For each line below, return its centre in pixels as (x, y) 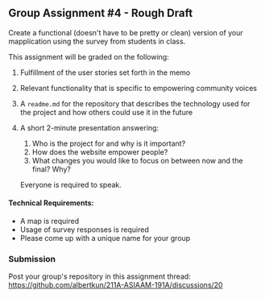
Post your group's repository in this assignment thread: (99, 276)
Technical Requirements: (51, 203)
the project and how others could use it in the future (106, 112)
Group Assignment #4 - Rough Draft (101, 13)
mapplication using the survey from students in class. (97, 41)
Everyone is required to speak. (71, 184)
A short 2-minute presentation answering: (89, 127)
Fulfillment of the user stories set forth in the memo (105, 72)
